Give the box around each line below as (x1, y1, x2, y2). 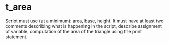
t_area (5, 1, 32, 13)
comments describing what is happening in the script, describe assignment (5, 23, 162, 29)
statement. (5, 34, 28, 40)
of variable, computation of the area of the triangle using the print (5, 28, 142, 34)
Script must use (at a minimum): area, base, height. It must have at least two (5, 18, 164, 24)
